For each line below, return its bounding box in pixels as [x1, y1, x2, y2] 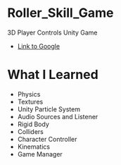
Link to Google [17, 42, 60, 50]
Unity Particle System [17, 104, 81, 114]
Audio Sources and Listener [17, 112, 98, 121]
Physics [17, 90, 41, 98]
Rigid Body [17, 120, 49, 128]
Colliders [17, 127, 44, 135]
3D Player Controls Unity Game [7, 28, 98, 37]
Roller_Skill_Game [7, 5, 114, 21]
